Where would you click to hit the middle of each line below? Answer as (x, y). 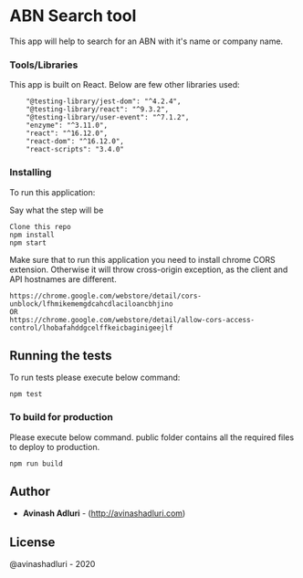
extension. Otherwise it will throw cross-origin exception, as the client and (149, 269)
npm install (32, 235)
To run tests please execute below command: (95, 378)
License (32, 542)
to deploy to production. (55, 447)
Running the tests (61, 356)
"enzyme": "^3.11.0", (67, 126)
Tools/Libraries (44, 65)
